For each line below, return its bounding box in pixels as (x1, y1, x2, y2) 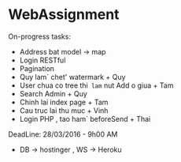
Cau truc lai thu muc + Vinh (19, 105, 109, 115)
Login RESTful (19, 55, 66, 65)
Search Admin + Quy (19, 89, 88, 98)
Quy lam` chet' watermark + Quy (19, 72, 126, 81)
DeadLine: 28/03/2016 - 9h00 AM (8, 129, 118, 139)
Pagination (19, 63, 55, 73)
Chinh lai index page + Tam (19, 97, 109, 107)
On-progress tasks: (8, 32, 71, 41)
